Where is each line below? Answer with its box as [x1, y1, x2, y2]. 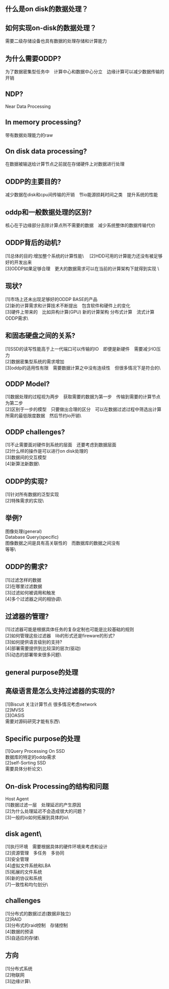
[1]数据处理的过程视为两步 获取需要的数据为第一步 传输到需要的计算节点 [5, 394, 160, 400]
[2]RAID [5, 916, 22, 922]
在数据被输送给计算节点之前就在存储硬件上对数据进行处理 [5, 161, 125, 167]
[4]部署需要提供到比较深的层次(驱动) [5, 646, 81, 652]
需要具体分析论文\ [5, 766, 43, 772]
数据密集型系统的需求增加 [11, 358, 65, 364]
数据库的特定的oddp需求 [5, 754, 57, 760]
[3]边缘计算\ [5, 978, 31, 984]
